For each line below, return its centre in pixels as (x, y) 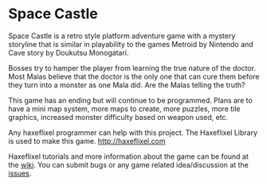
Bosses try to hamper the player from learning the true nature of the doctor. (132, 67)
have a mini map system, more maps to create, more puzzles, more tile (124, 109)
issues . (20, 173)
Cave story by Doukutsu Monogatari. (69, 52)
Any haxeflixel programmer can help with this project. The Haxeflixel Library (133, 133)
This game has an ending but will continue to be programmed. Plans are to (130, 100)
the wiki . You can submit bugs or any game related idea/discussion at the (128, 164)
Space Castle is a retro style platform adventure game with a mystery (122, 36)
